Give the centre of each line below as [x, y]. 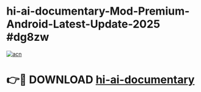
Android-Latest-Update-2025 [83, 24]
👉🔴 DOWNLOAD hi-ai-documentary [100, 80]
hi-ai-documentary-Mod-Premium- [98, 11]
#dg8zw [28, 37]
